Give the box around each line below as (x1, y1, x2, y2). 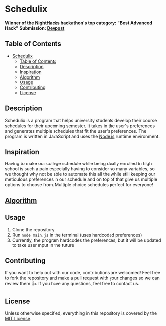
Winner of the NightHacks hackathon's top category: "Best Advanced (5, 20, 152, 26)
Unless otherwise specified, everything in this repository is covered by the (5, 310, 157, 316)
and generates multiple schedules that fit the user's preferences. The (5, 128, 147, 134)
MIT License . (5, 316, 32, 322)
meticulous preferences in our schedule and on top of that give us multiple (5, 176, 158, 182)
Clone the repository (12, 226, 55, 232)
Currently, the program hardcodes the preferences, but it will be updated (12, 237, 161, 243)
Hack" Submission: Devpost (5, 25, 65, 31)
